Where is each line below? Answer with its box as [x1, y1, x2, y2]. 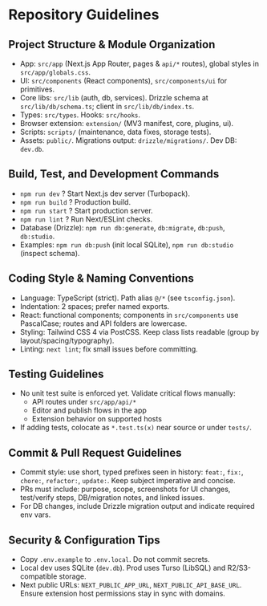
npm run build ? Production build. [19, 197, 131, 206]
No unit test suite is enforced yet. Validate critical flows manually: [19, 388, 237, 398]
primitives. [19, 84, 55, 94]
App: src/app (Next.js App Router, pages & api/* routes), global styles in [19, 59, 259, 68]
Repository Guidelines [8, 6, 160, 24]
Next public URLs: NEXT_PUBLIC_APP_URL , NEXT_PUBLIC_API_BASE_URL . [19, 580, 242, 590]
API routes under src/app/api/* [31, 397, 137, 407]
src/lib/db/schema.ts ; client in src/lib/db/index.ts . [19, 102, 195, 111]
